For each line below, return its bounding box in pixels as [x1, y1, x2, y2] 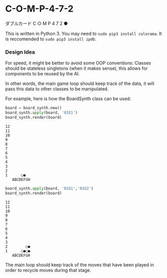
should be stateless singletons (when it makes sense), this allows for [5, 65, 148, 71]
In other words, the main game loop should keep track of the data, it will [5, 80, 155, 86]
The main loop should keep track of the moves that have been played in [5, 261, 154, 268]
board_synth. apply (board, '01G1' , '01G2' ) [5, 186, 94, 191]
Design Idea [5, 49, 35, 56]
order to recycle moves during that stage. [5, 267, 91, 273]
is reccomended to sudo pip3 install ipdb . [5, 36, 97, 42]
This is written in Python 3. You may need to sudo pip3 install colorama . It [5, 30, 162, 36]
